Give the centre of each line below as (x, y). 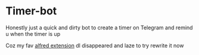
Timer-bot (31, 11)
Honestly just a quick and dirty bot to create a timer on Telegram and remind (99, 27)
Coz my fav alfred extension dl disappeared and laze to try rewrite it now (95, 45)
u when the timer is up (33, 33)
